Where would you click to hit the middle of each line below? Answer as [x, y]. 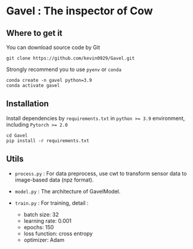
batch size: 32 [41, 214]
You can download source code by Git [53, 47]
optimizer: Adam [44, 239]
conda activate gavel [33, 85]
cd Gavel [17, 136]
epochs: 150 [39, 227]
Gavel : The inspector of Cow [80, 11]
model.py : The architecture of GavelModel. [68, 191]
